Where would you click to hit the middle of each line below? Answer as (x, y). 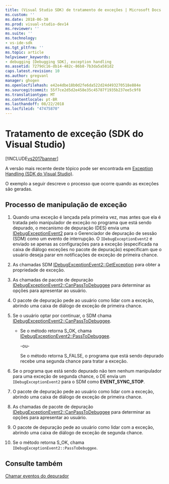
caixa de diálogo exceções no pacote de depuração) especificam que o (87, 249)
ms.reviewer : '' (22, 29)
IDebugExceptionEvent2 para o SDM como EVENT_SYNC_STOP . (79, 381)
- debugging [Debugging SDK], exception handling (59, 62)
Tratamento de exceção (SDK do (74, 134)
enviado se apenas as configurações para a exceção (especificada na (85, 244)
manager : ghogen (22, 80)
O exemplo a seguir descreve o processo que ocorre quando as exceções (82, 183)
